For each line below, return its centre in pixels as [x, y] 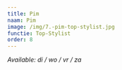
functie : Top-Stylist [39, 33]
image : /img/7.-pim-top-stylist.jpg [61, 27]
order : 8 [20, 40]
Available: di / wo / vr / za [44, 59]
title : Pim [23, 14]
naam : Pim [22, 20]
